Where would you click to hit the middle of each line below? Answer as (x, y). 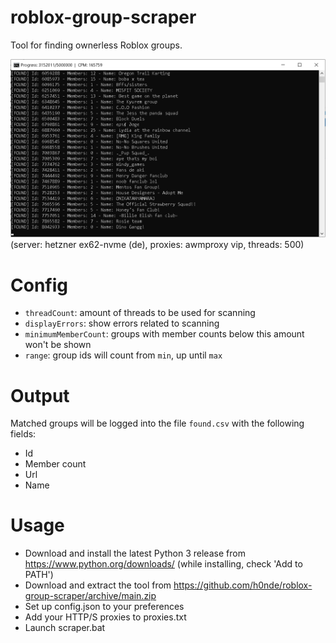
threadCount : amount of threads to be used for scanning (140, 313)
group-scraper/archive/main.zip (90, 596)
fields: (23, 434)
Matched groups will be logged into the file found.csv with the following (157, 423)
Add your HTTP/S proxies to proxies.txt (105, 617)
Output (40, 395)
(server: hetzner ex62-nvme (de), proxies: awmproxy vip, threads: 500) (157, 245)
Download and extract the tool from (98, 585)
